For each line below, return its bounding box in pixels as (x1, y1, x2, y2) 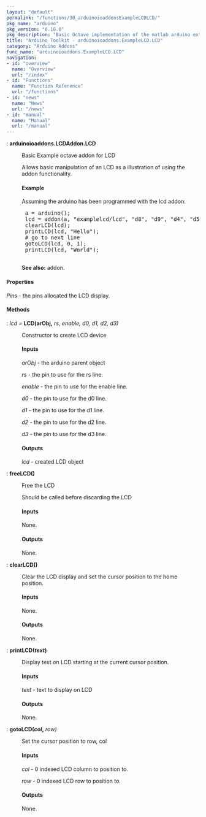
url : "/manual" (12, 123, 51, 129)
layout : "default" (6, 9, 53, 15)
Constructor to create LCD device (21, 331, 107, 339)
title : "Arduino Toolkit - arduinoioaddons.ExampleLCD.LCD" (6, 37, 164, 44)
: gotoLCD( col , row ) (6, 726, 57, 733)
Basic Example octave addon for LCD (21, 152, 116, 159)
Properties (6, 278, 34, 285)
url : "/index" (12, 72, 48, 78)
